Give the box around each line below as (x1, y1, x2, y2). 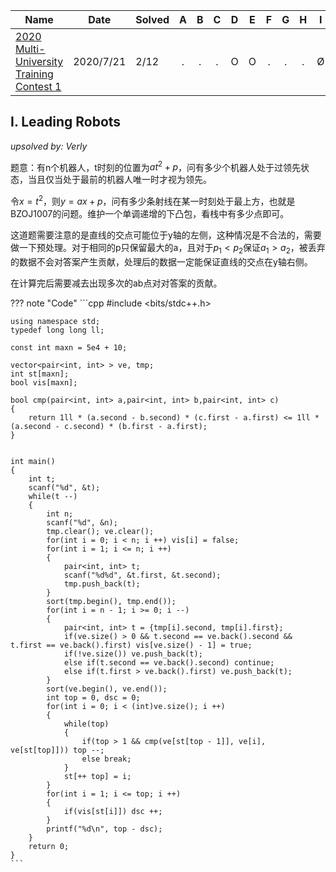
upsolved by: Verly (10, 140, 88, 152)
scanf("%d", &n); (46, 517, 118, 528)
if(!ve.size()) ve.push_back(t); (63, 649, 203, 659)
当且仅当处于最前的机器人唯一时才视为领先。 (27, 174, 212, 186)
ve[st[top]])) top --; (10, 745, 105, 755)
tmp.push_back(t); (63, 579, 141, 589)
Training (15, 67, 54, 81)
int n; (46, 509, 74, 519)
